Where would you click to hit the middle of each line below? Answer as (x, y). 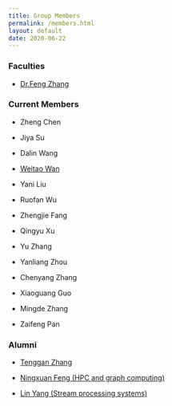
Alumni (23, 344)
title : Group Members (44, 16)
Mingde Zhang (44, 308)
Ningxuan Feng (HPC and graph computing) (92, 378)
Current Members (44, 104)
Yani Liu (33, 184)
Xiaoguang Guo (46, 293)
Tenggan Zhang (46, 363)
